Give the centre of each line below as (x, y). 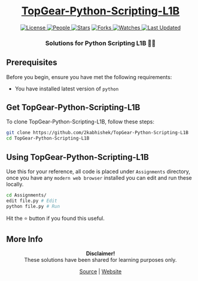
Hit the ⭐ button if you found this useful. (55, 218)
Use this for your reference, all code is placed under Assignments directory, (98, 171)
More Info (25, 239)
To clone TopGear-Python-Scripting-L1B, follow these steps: (80, 122)
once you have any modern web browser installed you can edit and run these (99, 178)
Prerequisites (32, 63)
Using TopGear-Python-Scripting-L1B (78, 157)
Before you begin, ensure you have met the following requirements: (89, 77)
